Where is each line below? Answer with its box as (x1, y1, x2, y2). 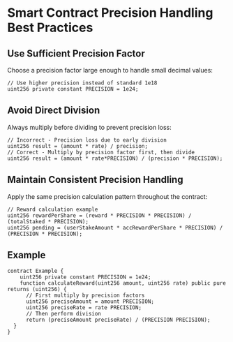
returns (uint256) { (7, 286, 68, 293)
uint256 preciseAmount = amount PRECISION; (25, 298, 155, 305)
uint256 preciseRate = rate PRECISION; (25, 304, 142, 311)
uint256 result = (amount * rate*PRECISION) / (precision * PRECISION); (7, 155, 223, 162)
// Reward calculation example (7, 206, 98, 213)
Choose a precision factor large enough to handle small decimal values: (7, 66, 213, 74)
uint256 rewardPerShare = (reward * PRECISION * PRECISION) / (7, 211, 192, 219)
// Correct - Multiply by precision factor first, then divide (7, 149, 195, 156)
